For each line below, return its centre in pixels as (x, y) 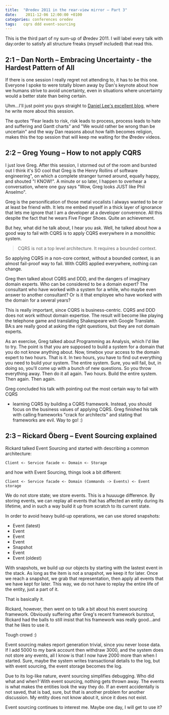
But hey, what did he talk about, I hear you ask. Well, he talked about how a (83, 228)
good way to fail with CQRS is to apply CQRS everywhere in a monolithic (80, 233)
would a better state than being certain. (46, 96)
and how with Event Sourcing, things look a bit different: (64, 472)
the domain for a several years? (38, 300)
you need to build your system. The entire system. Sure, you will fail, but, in (83, 363)
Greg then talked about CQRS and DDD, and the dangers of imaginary (78, 278)
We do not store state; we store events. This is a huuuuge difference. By (80, 495)
